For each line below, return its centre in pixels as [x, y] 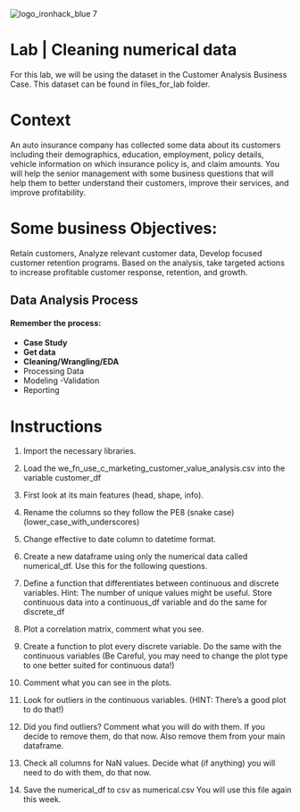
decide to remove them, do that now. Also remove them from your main [154, 736]
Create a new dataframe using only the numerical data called [135, 557]
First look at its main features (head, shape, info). [113, 495]
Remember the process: [56, 322]
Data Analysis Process [74, 301]
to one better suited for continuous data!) [99, 666]
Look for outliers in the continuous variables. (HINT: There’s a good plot [154, 700]
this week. [42, 799]
